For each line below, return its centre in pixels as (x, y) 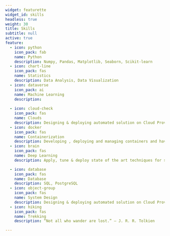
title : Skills (20, 29)
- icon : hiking (26, 207)
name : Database (30, 179)
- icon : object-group (33, 188)
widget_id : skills (25, 15)
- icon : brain (25, 146)
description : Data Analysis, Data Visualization (67, 80)
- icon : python (26, 48)
